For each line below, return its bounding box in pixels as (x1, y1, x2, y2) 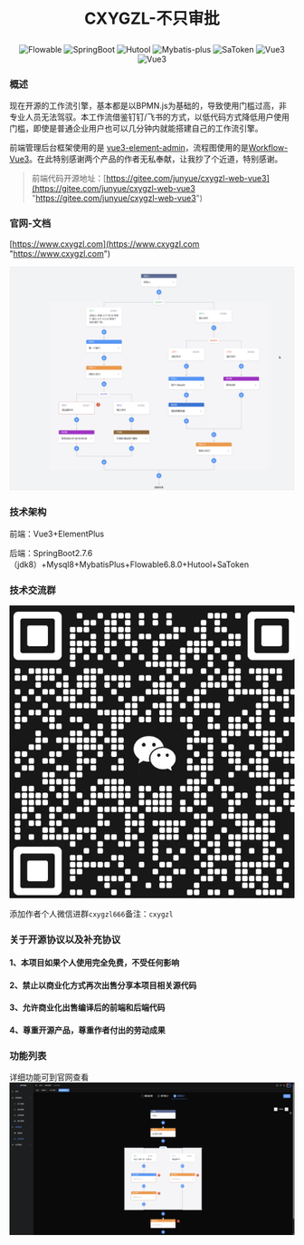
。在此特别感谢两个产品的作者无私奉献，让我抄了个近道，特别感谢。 (28, 153, 283, 164)
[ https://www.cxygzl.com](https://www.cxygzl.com (9, 238, 200, 250)
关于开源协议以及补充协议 (9, 933, 121, 946)
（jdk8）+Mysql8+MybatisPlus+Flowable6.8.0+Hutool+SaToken (9, 559, 250, 570)
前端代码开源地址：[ (31, 173, 107, 184)
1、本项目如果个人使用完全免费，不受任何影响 (9, 957, 180, 968)
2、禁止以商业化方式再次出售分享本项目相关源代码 (9, 979, 197, 990)
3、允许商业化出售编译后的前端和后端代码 (9, 1002, 166, 1013)
